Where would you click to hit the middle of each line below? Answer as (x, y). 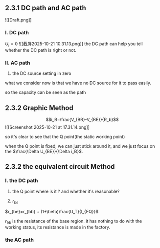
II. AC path (18, 63)
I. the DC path (22, 180)
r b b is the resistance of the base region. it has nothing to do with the (74, 221)
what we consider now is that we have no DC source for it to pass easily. (78, 83)
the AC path (20, 240)
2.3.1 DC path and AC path (46, 8)
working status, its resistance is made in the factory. (57, 227)
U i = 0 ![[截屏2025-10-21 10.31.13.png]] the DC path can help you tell (74, 45)
